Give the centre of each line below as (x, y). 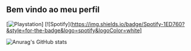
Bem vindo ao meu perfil (53, 10)
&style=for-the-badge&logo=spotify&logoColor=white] (74, 30)
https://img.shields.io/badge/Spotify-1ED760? (128, 24)
